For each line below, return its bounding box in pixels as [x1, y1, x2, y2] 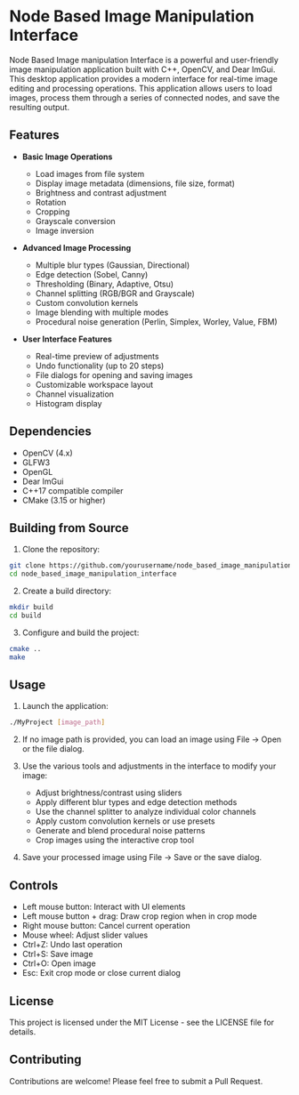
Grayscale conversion [35, 215, 116, 226]
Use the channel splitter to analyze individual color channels [35, 807, 256, 817]
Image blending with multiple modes [35, 307, 169, 318]
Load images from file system [35, 168, 145, 179]
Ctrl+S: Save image [21, 949, 93, 960]
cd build [9, 611, 42, 620]
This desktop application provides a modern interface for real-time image [9, 73, 279, 84]
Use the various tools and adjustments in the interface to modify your [21, 761, 277, 771]
